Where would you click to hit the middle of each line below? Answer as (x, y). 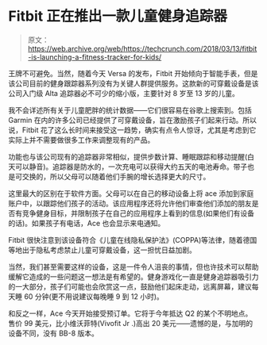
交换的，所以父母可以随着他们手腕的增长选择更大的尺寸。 (116, 176)
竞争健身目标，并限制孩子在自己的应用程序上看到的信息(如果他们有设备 (138, 213)
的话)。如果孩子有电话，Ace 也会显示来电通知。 (87, 223)
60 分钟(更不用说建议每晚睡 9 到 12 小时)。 (94, 296)
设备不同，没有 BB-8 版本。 (54, 333)
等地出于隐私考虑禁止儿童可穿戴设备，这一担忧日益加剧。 (102, 250)
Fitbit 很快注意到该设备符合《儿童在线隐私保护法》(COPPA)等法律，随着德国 (133, 240)
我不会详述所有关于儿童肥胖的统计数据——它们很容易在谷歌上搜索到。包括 (130, 110)
